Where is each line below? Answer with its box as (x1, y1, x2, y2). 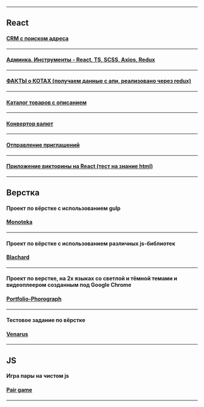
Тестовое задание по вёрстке (6, 317, 86, 324)
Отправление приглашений (6, 141, 80, 149)
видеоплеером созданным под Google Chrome (6, 281, 132, 289)
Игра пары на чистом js (6, 372, 69, 380)
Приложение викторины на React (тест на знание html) (6, 163, 153, 170)
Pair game (6, 386, 32, 393)
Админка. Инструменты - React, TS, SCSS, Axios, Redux (6, 56, 155, 64)
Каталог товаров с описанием (6, 98, 87, 106)
